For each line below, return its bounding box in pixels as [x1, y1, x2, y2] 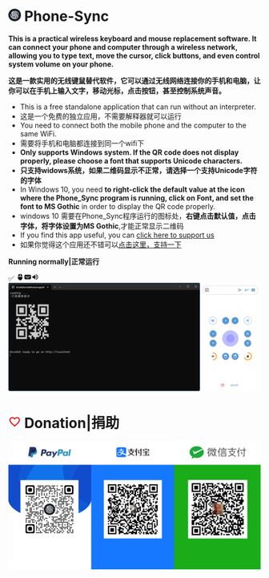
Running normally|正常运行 [8, 257, 100, 266]
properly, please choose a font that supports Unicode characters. [19, 156, 243, 165]
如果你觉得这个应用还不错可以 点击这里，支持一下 [19, 240, 182, 249]
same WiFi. [19, 128, 58, 139]
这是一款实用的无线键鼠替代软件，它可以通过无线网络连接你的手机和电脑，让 [8, 75, 261, 85]
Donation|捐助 [23, 414, 120, 432]
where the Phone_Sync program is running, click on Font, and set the [19, 192, 255, 203]
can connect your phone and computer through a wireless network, [8, 42, 238, 51]
